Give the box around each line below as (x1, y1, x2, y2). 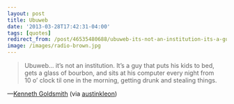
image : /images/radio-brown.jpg (7, 42, 101, 49)
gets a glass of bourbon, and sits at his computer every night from (24, 69, 214, 77)
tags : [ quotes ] (7, 29, 52, 37)
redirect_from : (7, 36, 52, 43)
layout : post (7, 10, 45, 17)
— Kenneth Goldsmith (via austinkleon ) (7, 89, 118, 98)
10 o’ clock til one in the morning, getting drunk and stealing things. (24, 76, 217, 84)
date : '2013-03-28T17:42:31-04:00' (7, 23, 111, 30)
